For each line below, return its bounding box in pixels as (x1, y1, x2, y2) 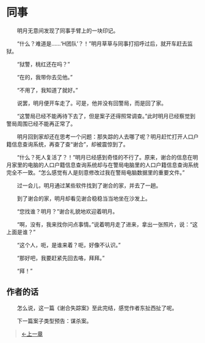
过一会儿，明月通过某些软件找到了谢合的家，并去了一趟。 (16, 181, 162, 189)
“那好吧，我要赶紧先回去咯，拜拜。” (16, 254, 105, 261)
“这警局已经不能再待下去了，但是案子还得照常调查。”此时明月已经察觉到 (16, 112, 196, 120)
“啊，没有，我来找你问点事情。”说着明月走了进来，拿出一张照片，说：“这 (16, 220, 198, 228)
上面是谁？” (6, 228, 36, 236)
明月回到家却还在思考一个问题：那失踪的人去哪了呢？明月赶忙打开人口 (16, 132, 193, 140)
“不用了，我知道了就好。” (16, 86, 78, 93)
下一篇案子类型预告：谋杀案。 (16, 317, 92, 324)
